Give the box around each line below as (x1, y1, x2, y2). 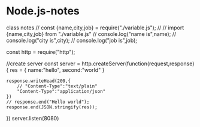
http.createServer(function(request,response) (81, 60, 195, 67)
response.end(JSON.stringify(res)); (6, 104, 98, 110)
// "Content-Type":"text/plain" (17, 83, 98, 89)
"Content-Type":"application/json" (17, 88, 106, 94)
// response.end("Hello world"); (6, 99, 90, 105)
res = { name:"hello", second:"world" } (10, 66, 105, 73)
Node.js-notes (6, 4, 80, 18)
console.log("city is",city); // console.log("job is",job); (6, 37, 138, 44)
